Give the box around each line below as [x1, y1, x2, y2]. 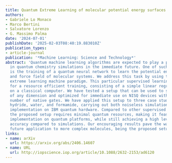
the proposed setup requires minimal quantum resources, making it [10, 112, 157, 118]
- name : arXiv [5, 136, 36, 141]
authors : [5, 12, 24, 17]
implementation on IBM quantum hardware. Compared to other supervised [10, 107, 166, 112]
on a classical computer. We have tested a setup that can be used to [10, 88, 164, 94]
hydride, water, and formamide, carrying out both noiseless [10, 103, 143, 108]
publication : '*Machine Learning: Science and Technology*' [5, 55, 137, 60]
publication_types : [5, 45, 47, 51]
